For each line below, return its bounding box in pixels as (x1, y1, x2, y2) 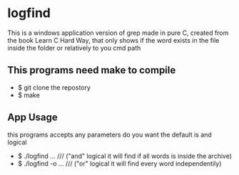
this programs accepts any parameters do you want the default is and (7, 130, 212, 139)
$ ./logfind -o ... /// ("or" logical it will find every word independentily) (17, 159, 222, 168)
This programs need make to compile (7, 64, 176, 76)
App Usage (7, 112, 59, 124)
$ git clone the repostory (17, 83, 91, 92)
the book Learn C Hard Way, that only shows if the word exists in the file (7, 36, 220, 44)
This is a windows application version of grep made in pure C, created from (7, 28, 229, 37)
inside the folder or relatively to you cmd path (7, 43, 141, 52)
